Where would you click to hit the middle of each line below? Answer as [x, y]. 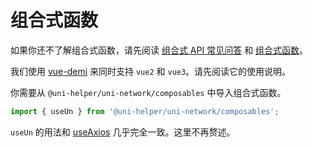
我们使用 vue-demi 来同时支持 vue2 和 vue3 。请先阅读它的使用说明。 [151, 71]
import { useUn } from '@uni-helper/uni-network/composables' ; [145, 111]
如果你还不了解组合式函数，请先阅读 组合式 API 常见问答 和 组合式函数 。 [159, 50]
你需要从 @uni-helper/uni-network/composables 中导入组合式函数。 [148, 92]
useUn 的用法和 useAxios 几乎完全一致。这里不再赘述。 [123, 132]
